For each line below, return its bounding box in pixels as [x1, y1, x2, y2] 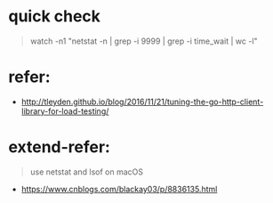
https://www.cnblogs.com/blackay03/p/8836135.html [20, 183, 218, 194]
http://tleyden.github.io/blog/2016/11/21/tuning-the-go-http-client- [20, 96, 264, 107]
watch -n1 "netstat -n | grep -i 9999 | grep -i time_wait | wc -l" [29, 36, 259, 46]
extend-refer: [8, 137, 110, 158]
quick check [8, 6, 101, 27]
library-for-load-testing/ [20, 105, 109, 117]
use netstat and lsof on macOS [29, 166, 144, 177]
